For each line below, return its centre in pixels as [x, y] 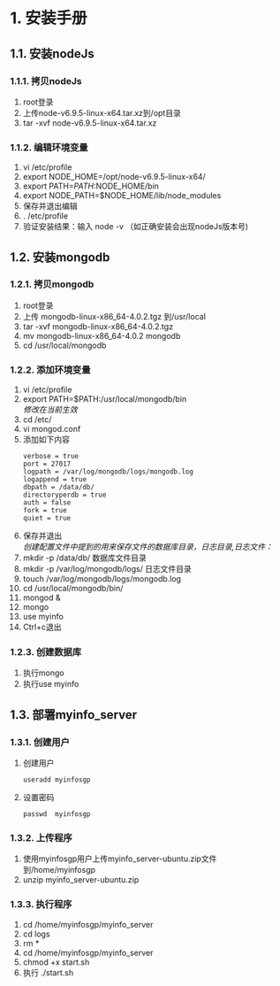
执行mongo [43, 673]
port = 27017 [47, 464]
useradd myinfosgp [57, 780]
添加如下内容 [46, 440]
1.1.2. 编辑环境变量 [49, 147]
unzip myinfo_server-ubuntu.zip [81, 880]
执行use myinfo [51, 684]
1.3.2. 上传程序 [42, 838]
